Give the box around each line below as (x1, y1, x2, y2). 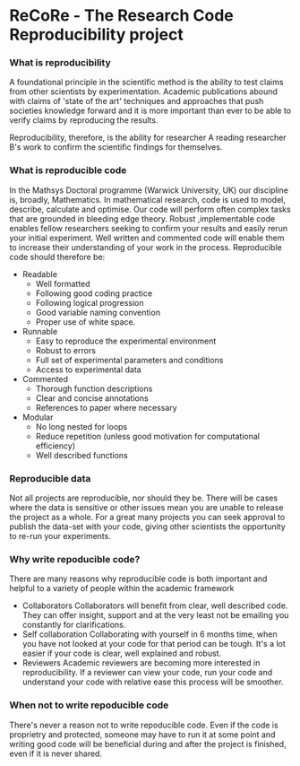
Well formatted (35, 278, 91, 289)
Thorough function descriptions (35, 383, 153, 394)
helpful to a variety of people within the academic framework (9, 583, 235, 594)
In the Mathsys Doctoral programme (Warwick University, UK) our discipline (9, 185, 289, 196)
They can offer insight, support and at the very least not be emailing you (21, 610, 289, 621)
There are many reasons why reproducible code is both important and (9, 573, 268, 584)
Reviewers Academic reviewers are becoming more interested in (21, 657, 261, 668)
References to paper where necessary (35, 402, 177, 413)
